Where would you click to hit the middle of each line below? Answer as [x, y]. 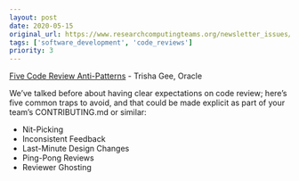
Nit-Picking [43, 129]
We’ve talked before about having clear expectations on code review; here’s [148, 94]
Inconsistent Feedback [64, 139]
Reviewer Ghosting [57, 168]
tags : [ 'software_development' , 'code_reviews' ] [101, 42]
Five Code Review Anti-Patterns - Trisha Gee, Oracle [106, 76]
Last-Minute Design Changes [76, 149]
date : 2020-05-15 [41, 26]
